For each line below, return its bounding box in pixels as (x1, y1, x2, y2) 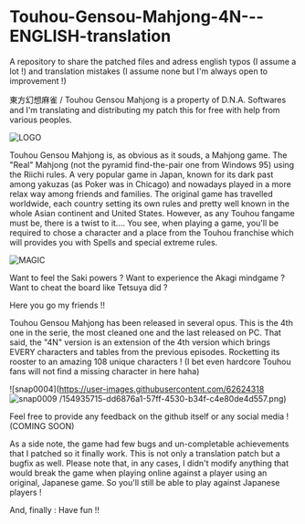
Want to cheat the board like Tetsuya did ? (9, 281, 168, 293)
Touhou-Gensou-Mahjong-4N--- (9, 6, 265, 27)
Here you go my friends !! (9, 299, 106, 310)
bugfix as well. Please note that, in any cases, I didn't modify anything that (9, 457, 289, 468)
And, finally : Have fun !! (9, 504, 100, 515)
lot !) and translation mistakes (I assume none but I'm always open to (9, 66, 268, 77)
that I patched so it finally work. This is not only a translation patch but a (9, 447, 280, 458)
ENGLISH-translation (9, 26, 172, 47)
